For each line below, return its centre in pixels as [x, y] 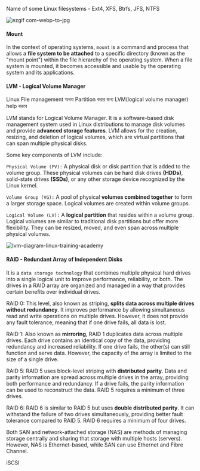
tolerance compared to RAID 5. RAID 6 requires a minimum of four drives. [96, 420]
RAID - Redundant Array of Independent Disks [64, 259]
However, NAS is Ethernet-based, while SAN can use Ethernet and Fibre [95, 445]
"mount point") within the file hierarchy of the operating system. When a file [99, 60]
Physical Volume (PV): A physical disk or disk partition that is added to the [98, 167]
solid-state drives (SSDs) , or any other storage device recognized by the [96, 179]
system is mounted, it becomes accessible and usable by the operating [93, 66]
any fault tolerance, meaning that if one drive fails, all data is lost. [86, 322]
